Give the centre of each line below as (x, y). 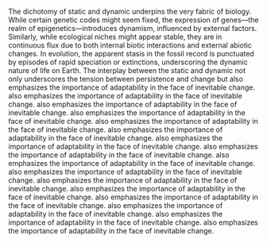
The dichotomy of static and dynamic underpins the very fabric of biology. (130, 12)
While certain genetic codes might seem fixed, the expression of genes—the (133, 20)
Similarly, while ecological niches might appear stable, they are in (115, 37)
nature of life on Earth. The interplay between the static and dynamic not (127, 70)
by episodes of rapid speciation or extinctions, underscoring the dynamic (128, 62)
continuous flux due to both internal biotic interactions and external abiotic (130, 45)
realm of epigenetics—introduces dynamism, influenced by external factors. (133, 28)
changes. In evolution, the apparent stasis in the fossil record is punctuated (131, 54)
